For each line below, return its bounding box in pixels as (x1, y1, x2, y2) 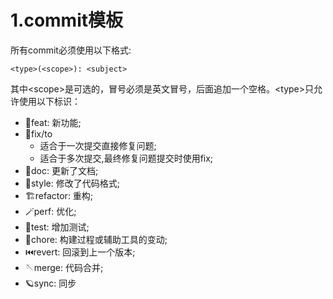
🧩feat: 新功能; (24, 116, 82, 128)
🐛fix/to (24, 127, 53, 140)
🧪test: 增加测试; (24, 221, 90, 233)
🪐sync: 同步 (24, 277, 77, 289)
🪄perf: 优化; (24, 205, 77, 217)
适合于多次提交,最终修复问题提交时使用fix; (39, 152, 214, 164)
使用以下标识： (18, 95, 81, 107)
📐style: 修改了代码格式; (24, 177, 120, 189)
